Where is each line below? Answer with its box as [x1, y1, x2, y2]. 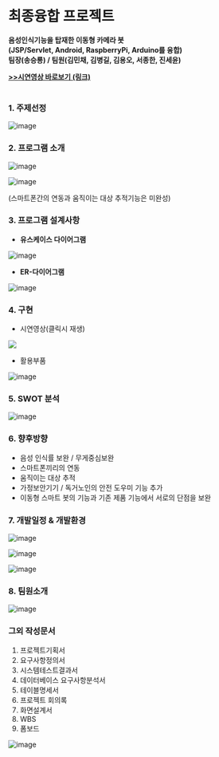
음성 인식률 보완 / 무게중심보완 [19, 452, 115, 463]
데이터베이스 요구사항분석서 [19, 675, 106, 684]
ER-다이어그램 [19, 266, 65, 276]
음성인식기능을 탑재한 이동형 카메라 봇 [8, 35, 125, 45]
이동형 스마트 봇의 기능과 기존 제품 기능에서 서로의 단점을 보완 [19, 492, 211, 503]
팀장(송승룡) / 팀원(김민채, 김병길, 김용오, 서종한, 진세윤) [8, 55, 182, 65]
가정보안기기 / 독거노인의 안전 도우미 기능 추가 [19, 483, 163, 492]
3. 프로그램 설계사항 [8, 215, 80, 226]
